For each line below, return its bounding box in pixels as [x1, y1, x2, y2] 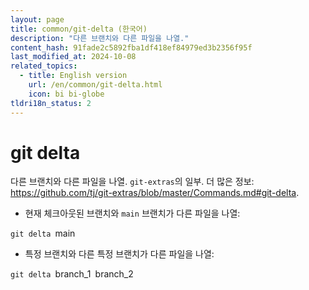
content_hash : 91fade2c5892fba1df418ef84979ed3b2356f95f [10, 42, 253, 53]
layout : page [10, 14, 65, 25]
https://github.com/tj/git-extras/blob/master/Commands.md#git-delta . [10, 187, 300, 199]
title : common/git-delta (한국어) [10, 24, 148, 34]
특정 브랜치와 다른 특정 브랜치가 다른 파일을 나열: [24, 248, 215, 260]
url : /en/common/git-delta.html [28, 80, 163, 90]
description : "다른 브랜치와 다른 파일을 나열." [10, 33, 190, 43]
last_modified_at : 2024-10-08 [10, 52, 137, 62]
